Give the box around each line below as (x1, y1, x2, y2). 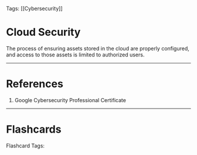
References (6, 77, 63, 90)
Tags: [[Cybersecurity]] (6, 5, 63, 12)
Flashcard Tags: (6, 142, 45, 149)
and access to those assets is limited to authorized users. (6, 51, 145, 58)
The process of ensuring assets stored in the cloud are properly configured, (6, 45, 189, 52)
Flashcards (6, 123, 62, 136)
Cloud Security (6, 26, 81, 39)
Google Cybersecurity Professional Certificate (14, 96, 126, 103)
